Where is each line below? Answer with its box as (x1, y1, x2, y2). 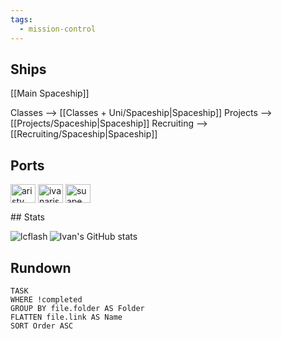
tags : (10, 14, 33, 25)
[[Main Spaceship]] (10, 87, 90, 100)
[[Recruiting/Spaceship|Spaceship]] (10, 128, 158, 140)
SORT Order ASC (10, 321, 74, 331)
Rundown (10, 259, 72, 276)
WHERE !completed (10, 294, 83, 305)
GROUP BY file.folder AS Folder (10, 303, 145, 313)
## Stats (10, 211, 45, 223)
